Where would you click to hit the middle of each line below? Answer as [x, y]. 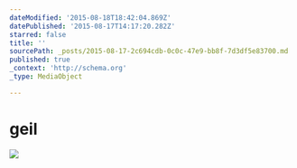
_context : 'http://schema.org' [68, 69]
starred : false [38, 34]
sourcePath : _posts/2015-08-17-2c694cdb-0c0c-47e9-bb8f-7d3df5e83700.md [149, 51]
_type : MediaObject [46, 77]
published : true [40, 60]
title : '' [28, 43]
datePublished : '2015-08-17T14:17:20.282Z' [93, 26]
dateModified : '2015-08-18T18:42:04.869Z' [90, 18]
